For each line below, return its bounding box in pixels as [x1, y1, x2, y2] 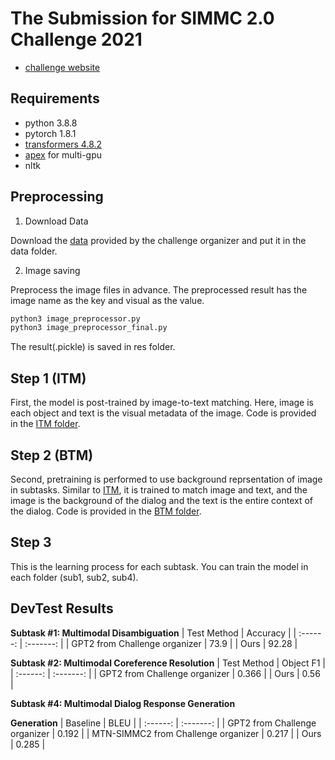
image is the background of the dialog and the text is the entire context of [10, 494, 314, 506]
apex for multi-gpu [24, 148, 103, 161]
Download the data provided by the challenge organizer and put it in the [10, 234, 307, 246]
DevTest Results [10, 600, 114, 617]
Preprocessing [10, 188, 104, 206]
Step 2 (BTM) [10, 447, 94, 464]
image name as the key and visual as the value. [10, 294, 205, 306]
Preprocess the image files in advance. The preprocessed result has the [10, 283, 308, 296]
